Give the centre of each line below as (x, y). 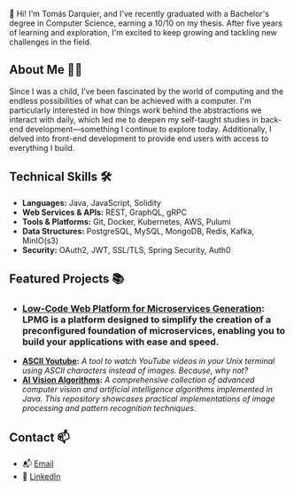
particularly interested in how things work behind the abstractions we (135, 110)
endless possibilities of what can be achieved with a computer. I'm (130, 100)
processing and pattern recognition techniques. (109, 408)
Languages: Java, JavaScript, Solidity (92, 202)
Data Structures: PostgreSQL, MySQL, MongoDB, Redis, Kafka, (138, 231)
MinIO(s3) (40, 241)
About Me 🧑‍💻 (46, 70)
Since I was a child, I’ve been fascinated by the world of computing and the (147, 91)
